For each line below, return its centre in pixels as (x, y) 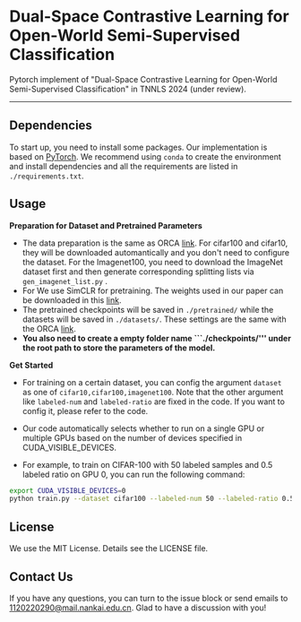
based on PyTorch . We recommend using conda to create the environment (146, 156)
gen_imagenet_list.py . (64, 281)
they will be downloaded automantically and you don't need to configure (156, 252)
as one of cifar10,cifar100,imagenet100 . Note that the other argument (153, 392)
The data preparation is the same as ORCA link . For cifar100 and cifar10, (155, 243)
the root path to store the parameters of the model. (119, 348)
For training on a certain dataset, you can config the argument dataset (152, 382)
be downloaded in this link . (72, 300)
